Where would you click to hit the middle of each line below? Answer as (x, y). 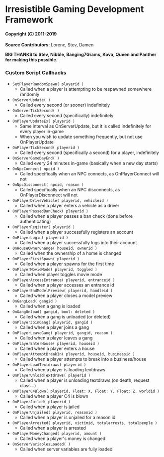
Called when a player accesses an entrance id (67, 285)
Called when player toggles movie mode (61, 274)
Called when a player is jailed (50, 407)
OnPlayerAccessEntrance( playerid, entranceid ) (64, 280)
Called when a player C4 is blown (54, 396)
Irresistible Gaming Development (75, 9)
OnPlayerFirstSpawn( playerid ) (46, 259)
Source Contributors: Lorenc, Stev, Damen (49, 45)
